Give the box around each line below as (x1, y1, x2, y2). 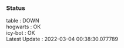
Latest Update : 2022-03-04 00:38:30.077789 (6, 36, 119, 43)
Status (6, 4, 25, 12)
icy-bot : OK (6, 29, 35, 36)
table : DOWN (6, 17, 39, 24)
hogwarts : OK (6, 23, 41, 30)
